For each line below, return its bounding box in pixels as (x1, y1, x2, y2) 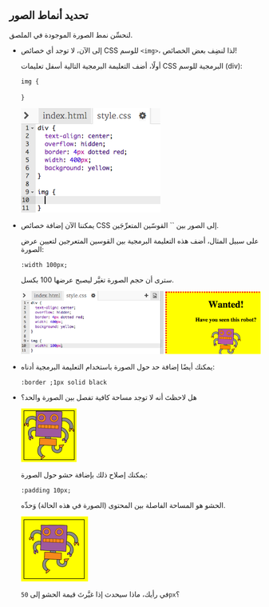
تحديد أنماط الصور (9, 9, 89, 22)
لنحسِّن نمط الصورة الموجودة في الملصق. (9, 30, 133, 39)
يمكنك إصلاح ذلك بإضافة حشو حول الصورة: (20, 469, 148, 479)
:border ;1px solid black (20, 378, 107, 386)
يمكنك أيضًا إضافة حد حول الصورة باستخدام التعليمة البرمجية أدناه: (20, 361, 215, 371)
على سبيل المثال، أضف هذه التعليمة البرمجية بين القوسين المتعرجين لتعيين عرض (20, 236, 259, 246)
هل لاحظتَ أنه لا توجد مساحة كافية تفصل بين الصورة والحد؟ (20, 392, 198, 401)
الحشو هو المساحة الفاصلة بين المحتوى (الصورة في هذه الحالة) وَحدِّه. (20, 500, 226, 509)
